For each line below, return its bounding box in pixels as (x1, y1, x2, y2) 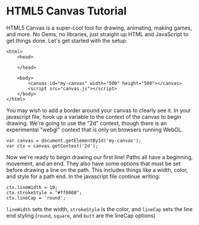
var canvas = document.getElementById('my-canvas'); (6, 138, 142, 144)
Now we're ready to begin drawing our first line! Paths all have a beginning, (6, 153, 193, 160)
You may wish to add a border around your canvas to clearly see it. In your (6, 107, 191, 114)
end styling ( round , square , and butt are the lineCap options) (6, 212, 156, 219)
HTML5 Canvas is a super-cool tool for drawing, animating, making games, (6, 24, 192, 31)
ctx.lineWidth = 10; (6, 184, 58, 191)
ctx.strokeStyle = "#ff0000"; (6, 189, 83, 195)
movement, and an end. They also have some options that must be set (6, 160, 181, 167)
